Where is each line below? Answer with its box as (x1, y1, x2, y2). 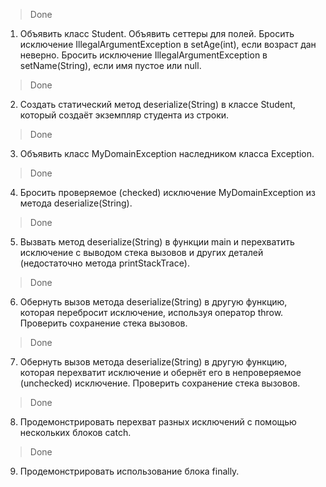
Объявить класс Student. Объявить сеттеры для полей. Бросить (19, 28, 295, 39)
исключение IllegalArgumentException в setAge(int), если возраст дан (19, 39, 317, 50)
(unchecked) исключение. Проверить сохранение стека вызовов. (19, 377, 301, 389)
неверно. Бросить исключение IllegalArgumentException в (19, 49, 268, 61)
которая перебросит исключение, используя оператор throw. (19, 307, 284, 318)
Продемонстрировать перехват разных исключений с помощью (19, 416, 297, 428)
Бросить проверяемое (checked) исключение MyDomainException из (19, 187, 316, 198)
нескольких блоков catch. (19, 427, 132, 438)
